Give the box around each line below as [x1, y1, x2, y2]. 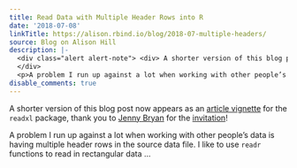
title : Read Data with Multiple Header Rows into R [9, 12, 203, 22]
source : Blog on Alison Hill [9, 37, 117, 47]
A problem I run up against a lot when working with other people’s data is [9, 129, 275, 140]
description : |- [9, 46, 69, 55]
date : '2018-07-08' [9, 21, 81, 30]
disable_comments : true [9, 79, 97, 88]
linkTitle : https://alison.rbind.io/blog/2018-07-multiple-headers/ [9, 29, 267, 38]
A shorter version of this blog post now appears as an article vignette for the [9, 103, 287, 113]
